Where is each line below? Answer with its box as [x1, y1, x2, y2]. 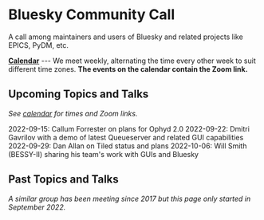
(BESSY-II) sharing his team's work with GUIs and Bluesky [8, 149, 199, 159]
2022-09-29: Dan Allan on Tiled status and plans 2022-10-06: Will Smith [8, 141, 247, 151]
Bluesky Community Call [8, 6, 175, 24]
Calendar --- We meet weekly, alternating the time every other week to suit [8, 56, 257, 65]
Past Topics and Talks [8, 173, 120, 187]
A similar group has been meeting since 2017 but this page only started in [8, 194, 251, 203]
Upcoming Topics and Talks [8, 88, 149, 101]
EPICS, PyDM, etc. [8, 40, 69, 49]
